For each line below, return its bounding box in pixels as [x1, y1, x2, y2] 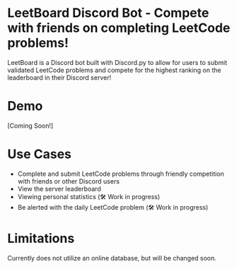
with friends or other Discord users [17, 177, 120, 185]
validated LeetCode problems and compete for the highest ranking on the [7, 66, 221, 74]
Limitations [7, 231, 75, 246]
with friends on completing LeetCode [7, 20, 231, 36]
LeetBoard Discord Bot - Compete [7, 5, 209, 21]
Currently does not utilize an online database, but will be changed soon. [7, 253, 217, 262]
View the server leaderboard [17, 184, 101, 193]
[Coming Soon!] [7, 121, 54, 130]
